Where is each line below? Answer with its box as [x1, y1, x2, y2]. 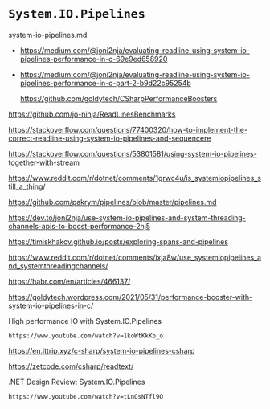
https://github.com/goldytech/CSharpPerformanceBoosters [19, 93, 218, 103]
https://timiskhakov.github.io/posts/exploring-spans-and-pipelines [8, 236, 229, 247]
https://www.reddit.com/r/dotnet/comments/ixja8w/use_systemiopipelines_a [8, 252, 262, 262]
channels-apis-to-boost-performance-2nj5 [8, 221, 151, 231]
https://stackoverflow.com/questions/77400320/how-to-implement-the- [8, 125, 247, 134]
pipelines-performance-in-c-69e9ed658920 [19, 54, 168, 63]
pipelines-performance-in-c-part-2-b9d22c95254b [19, 78, 191, 88]
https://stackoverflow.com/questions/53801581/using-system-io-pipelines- [8, 149, 257, 158]
